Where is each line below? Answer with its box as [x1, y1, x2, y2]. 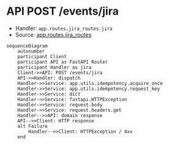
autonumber [17, 48, 45, 54]
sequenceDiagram [6, 43, 48, 49]
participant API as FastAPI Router [17, 59, 108, 65]
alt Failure [17, 123, 48, 129]
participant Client [17, 53, 67, 59]
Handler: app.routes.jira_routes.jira [15, 24, 113, 32]
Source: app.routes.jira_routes [15, 31, 92, 38]
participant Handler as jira [17, 64, 92, 70]
